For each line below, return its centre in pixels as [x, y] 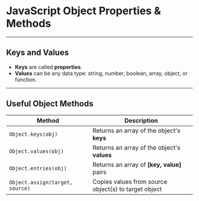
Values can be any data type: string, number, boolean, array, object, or [101, 73]
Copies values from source [130, 181]
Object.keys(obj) [33, 134]
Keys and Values [38, 52]
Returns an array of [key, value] [137, 164]
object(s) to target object [127, 189]
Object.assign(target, [41, 182]
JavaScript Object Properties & [84, 11]
